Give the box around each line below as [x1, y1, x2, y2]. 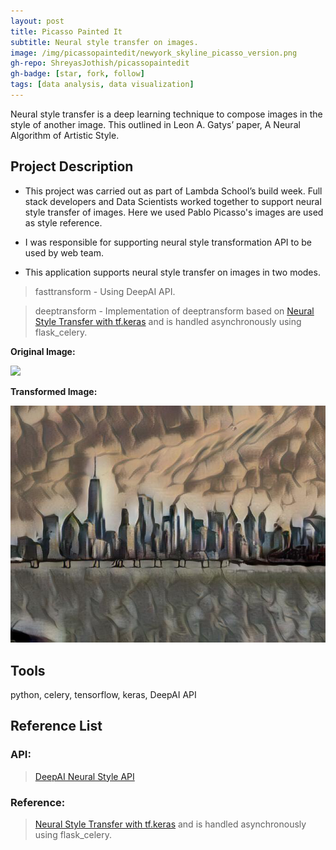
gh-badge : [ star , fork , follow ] [10, 69, 145, 79]
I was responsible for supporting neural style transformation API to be [24, 236, 313, 248]
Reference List [10, 718, 103, 735]
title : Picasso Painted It [10, 26, 123, 37]
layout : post [10, 16, 65, 26]
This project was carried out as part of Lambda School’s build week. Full [24, 185, 323, 197]
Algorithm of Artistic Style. [10, 129, 120, 141]
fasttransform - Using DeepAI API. [34, 285, 176, 297]
